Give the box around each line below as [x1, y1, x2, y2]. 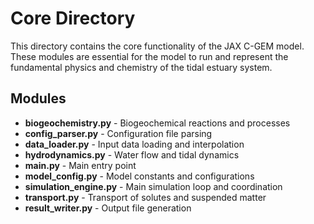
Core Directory [10, 7, 136, 30]
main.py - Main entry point [24, 159, 137, 171]
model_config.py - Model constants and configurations [24, 170, 255, 182]
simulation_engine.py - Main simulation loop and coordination [24, 180, 283, 192]
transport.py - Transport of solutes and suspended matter [24, 191, 267, 203]
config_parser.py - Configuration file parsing [24, 127, 213, 139]
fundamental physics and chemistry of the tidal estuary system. [10, 61, 273, 73]
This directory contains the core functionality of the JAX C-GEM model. [10, 40, 305, 52]
